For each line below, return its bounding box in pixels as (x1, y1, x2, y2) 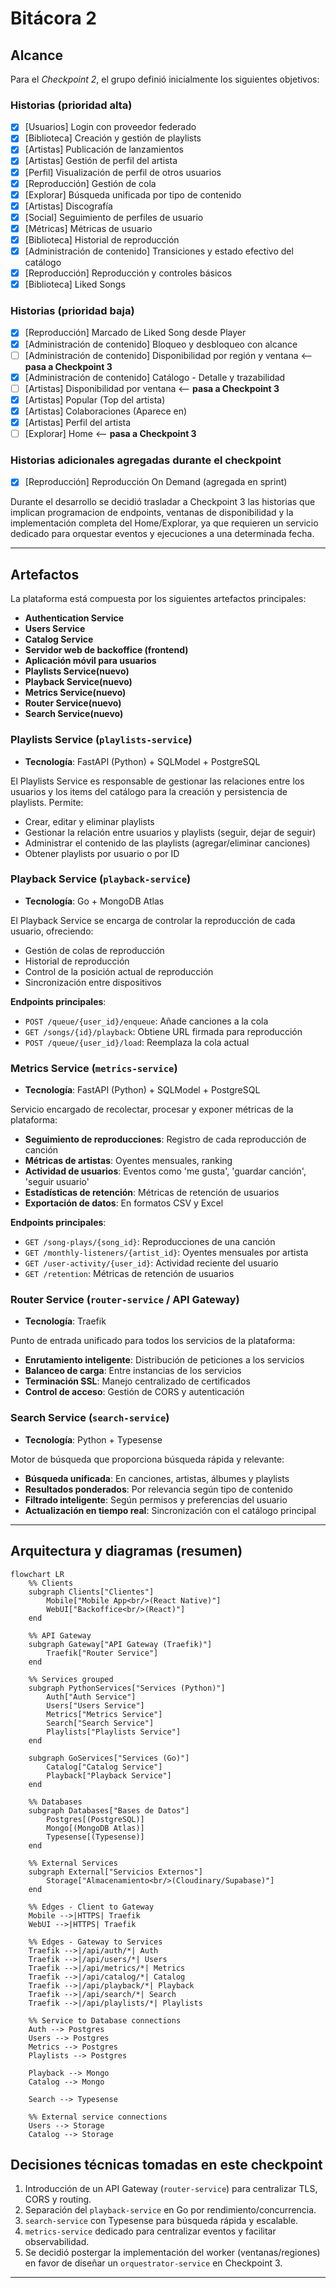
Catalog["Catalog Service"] (46, 1762, 163, 1772)
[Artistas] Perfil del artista (24, 416, 132, 428)
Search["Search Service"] (46, 1718, 155, 1728)
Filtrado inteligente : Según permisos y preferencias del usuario (24, 1493, 288, 1506)
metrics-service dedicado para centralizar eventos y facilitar (24, 2225, 277, 2237)
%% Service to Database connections (28, 2015, 182, 2026)
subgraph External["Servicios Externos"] (28, 1867, 203, 1877)
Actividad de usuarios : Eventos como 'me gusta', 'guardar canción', (24, 1165, 307, 1177)
